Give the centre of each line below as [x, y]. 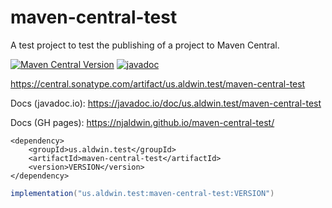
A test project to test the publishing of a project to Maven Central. [145, 45]
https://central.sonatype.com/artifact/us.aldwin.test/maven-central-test [158, 83]
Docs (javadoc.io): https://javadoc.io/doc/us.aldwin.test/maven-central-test [166, 103]
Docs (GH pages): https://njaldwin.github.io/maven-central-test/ [142, 122]
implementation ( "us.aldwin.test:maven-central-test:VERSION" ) [142, 193]
